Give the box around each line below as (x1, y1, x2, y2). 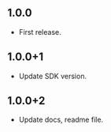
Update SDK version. (18, 71, 87, 81)
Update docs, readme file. (18, 115, 104, 125)
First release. (18, 27, 61, 36)
